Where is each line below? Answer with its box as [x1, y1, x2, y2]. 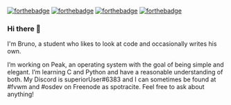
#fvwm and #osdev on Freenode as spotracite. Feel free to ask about [7, 83, 205, 91]
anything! [7, 90, 35, 99]
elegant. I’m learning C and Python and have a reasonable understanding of [7, 68, 223, 76]
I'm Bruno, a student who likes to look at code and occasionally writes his [7, 40, 217, 48]
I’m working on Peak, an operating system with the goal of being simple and [7, 60, 224, 69]
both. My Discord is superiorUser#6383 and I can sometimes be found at [7, 75, 216, 83]
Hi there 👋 [7, 24, 42, 33]
